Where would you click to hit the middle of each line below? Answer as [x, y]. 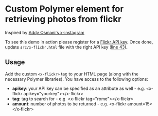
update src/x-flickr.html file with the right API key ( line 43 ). [66, 47]
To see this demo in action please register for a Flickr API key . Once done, [79, 42]
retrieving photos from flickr [63, 19]
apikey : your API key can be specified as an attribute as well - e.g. [79, 88]
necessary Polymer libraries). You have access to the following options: [77, 79]
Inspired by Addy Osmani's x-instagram [45, 32]
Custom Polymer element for [64, 9]
